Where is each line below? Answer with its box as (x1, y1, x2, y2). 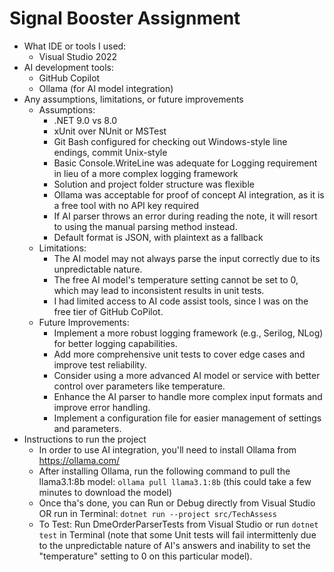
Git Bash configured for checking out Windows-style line (53, 135, 288, 147)
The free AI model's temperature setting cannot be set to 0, (53, 273, 299, 286)
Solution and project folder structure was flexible (53, 178, 255, 190)
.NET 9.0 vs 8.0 (53, 114, 118, 126)
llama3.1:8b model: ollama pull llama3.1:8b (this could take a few (38, 475, 312, 487)
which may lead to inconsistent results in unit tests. (53, 284, 265, 296)
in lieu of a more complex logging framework (53, 167, 239, 179)
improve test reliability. (53, 358, 147, 371)
